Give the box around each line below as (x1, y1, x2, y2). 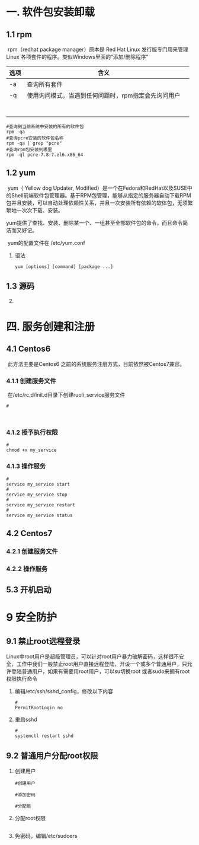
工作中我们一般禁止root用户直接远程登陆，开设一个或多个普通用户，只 (16, 661, 188, 668)
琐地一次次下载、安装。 (6, 206, 63, 213)
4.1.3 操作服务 (6, 462, 46, 470)
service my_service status (6, 512, 73, 518)
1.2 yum (6, 168, 36, 178)
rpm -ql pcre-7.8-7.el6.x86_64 (6, 152, 84, 158)
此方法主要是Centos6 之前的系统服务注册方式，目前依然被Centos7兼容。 (7, 360, 185, 368)
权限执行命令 (6, 675, 37, 683)
